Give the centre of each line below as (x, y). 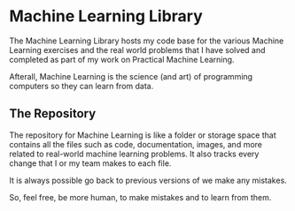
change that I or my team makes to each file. (90, 163)
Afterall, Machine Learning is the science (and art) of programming (131, 76)
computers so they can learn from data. (82, 86)
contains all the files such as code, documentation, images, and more (136, 144)
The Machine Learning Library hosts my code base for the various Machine (147, 41)
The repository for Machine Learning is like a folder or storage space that (143, 135)
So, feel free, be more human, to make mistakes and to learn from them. (140, 197)
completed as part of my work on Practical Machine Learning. (122, 59)
